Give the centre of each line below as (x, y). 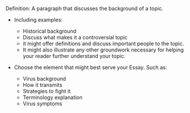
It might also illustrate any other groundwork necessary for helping (103, 50)
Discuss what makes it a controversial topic (75, 37)
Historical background (50, 31)
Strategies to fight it (47, 91)
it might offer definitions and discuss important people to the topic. (103, 44)
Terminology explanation (52, 97)
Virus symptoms (43, 104)
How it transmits (43, 85)
